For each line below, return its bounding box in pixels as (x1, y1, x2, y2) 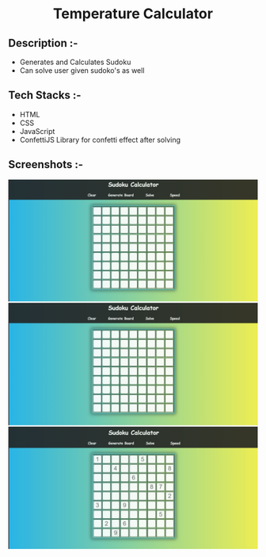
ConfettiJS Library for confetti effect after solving (19, 135, 180, 144)
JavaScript (19, 126, 55, 135)
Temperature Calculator (52, 5, 214, 23)
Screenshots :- (8, 158, 84, 171)
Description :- (8, 36, 78, 50)
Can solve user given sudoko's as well (19, 66, 145, 75)
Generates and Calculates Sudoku (19, 57, 131, 67)
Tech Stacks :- (8, 89, 82, 102)
